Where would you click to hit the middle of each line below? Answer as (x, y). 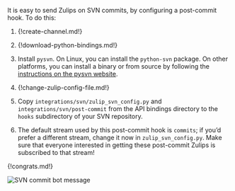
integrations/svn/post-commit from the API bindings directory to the (117, 109)
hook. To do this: (32, 18)
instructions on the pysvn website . (68, 74)
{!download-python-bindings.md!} (68, 45)
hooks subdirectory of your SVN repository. (80, 116)
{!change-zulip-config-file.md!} (63, 87)
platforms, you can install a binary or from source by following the (114, 66)
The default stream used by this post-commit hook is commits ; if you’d (119, 130)
